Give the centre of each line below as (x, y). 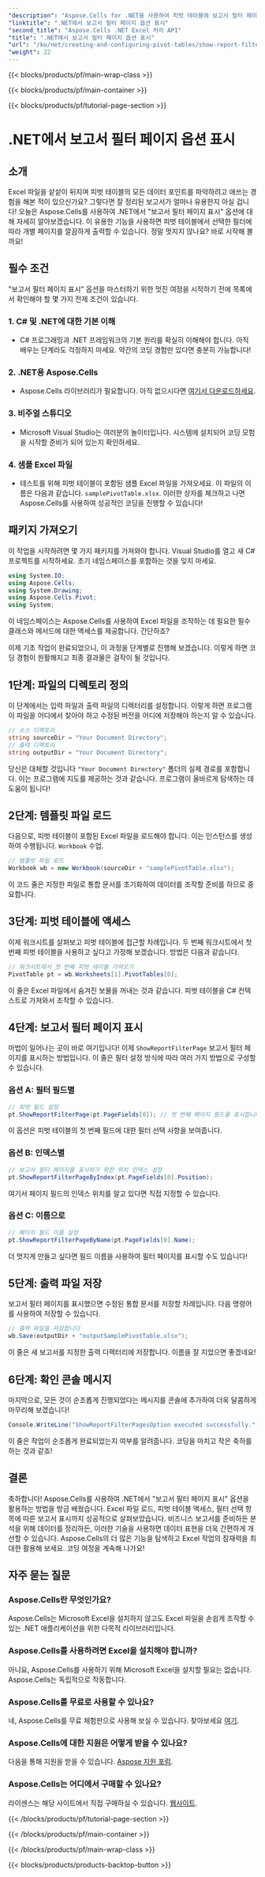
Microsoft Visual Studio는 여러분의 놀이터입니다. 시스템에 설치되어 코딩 (130, 432)
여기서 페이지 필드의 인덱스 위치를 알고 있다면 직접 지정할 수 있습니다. (114, 1193)
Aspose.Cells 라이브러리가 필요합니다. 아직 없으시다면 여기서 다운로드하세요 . (138, 391)
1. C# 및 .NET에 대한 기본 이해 (62, 321)
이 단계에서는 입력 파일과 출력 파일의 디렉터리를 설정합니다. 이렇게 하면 (116, 705)
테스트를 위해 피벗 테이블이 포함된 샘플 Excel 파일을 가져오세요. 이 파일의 (131, 483)
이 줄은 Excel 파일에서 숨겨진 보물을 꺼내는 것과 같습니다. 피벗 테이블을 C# (122, 990)
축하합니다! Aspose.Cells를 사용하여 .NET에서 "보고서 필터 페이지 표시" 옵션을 (129, 1498)
